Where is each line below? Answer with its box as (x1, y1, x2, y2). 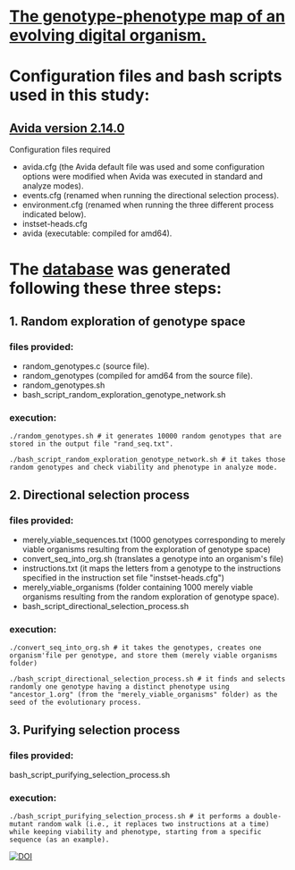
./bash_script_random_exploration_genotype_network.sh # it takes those (9, 456, 286, 464)
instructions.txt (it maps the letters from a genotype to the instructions (21, 563, 282, 573)
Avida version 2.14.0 (9, 121, 125, 136)
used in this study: (9, 85, 150, 105)
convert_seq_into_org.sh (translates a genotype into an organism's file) (21, 554, 284, 565)
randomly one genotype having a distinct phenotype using (9, 682, 230, 691)
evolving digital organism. (9, 25, 207, 46)
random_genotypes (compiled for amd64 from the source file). (21, 371, 253, 381)
